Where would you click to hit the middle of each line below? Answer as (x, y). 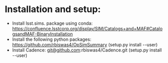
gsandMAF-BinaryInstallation (42, 34)
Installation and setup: (53, 9)
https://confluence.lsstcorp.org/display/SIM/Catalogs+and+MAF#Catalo (87, 28)
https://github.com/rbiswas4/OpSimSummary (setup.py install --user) (85, 44)
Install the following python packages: (52, 39)
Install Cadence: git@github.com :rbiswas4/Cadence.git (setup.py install (87, 50)
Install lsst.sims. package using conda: (52, 23)
